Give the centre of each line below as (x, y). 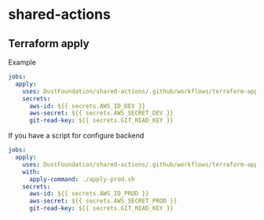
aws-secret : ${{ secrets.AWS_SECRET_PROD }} (103, 201)
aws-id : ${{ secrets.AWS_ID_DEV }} (87, 106)
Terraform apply (49, 44)
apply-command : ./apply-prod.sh (82, 179)
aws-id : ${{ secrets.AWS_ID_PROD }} (89, 194)
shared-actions (60, 15)
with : (31, 172)
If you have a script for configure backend (76, 136)
